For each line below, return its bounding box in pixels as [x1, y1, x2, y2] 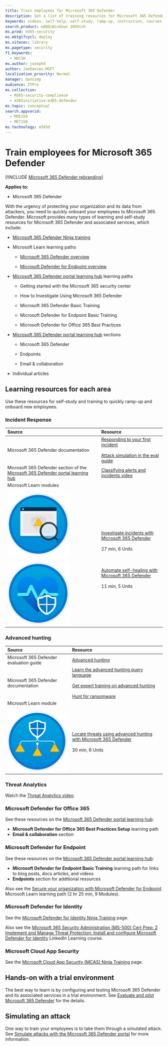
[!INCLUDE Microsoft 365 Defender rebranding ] [5, 174, 103, 180]
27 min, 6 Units [101, 546, 133, 552]
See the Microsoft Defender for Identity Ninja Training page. [5, 914, 128, 921]
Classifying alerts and [101, 467, 146, 473]
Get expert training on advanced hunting [71, 683, 155, 689]
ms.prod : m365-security [5, 29, 55, 35]
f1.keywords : [5, 50, 32, 55]
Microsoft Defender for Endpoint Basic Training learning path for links [12, 865, 159, 871]
